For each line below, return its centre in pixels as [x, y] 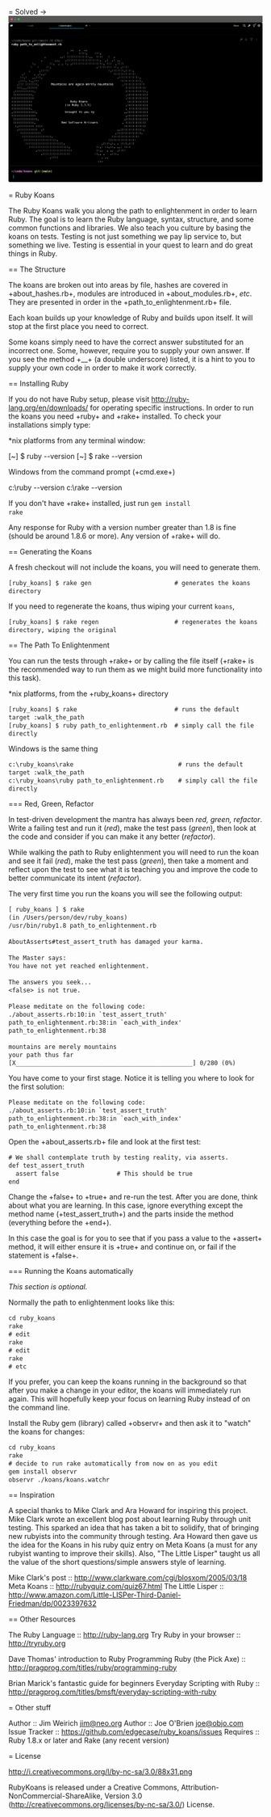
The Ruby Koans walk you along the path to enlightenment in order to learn [133, 210]
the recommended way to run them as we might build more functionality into [135, 669]
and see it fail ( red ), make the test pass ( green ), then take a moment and [128, 861]
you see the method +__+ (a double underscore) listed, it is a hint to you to [132, 359]
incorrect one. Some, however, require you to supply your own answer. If [129, 350]
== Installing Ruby [38, 383]
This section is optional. [48, 1286]
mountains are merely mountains [63, 1047]
